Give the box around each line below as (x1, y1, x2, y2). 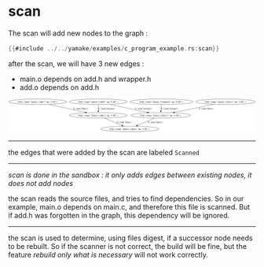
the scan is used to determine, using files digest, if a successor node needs (8, 233, 253, 243)
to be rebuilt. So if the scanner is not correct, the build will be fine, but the (8, 241, 247, 250)
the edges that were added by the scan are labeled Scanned (8, 147, 200, 157)
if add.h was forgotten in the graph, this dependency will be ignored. (8, 210, 230, 220)
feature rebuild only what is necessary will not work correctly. (8, 250, 208, 259)
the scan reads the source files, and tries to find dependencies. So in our (8, 194, 244, 203)
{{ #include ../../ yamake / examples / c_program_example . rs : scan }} (8, 44, 220, 53)
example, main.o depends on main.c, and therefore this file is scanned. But (8, 202, 251, 211)
